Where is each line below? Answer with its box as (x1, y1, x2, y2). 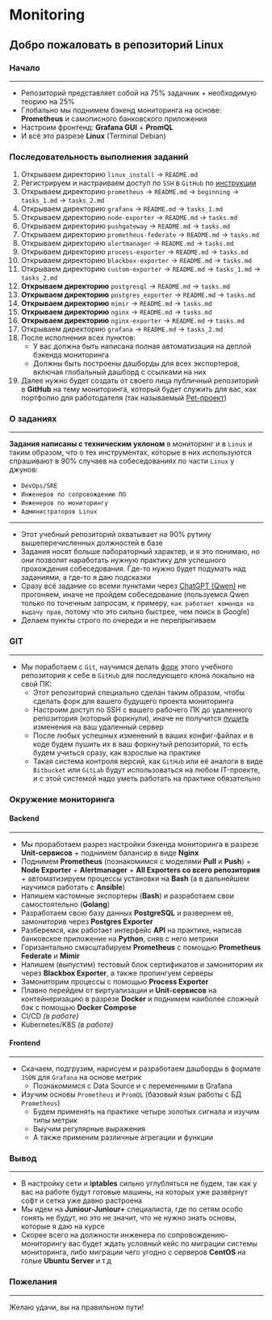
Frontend (9, 1038, 41, 1048)
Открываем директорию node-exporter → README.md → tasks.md (20, 213, 238, 222)
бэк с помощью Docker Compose (20, 1002, 137, 1012)
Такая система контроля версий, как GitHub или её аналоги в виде (32, 756, 263, 766)
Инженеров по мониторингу (20, 499, 108, 507)
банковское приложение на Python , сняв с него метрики (20, 933, 219, 943)
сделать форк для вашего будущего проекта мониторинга (32, 696, 234, 705)
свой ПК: (20, 679, 52, 688)
